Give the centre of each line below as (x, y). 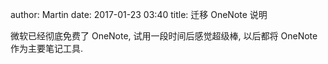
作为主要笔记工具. (47, 48)
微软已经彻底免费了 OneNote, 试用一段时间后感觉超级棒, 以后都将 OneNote (164, 36)
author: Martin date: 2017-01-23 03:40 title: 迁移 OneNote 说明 (139, 14)
